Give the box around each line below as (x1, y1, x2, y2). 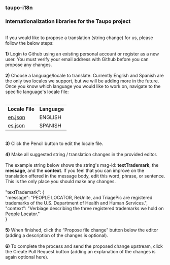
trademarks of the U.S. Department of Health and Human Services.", (5, 200, 148, 206)
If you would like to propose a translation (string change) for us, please (5, 35, 153, 41)
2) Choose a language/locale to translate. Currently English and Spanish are (5, 73, 164, 79)
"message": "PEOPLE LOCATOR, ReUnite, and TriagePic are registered (5, 195, 153, 201)
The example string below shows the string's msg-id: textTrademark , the (5, 162, 159, 168)
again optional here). (5, 254, 49, 260)
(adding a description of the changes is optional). (5, 232, 108, 239)
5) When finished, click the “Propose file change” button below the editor (5, 227, 158, 233)
